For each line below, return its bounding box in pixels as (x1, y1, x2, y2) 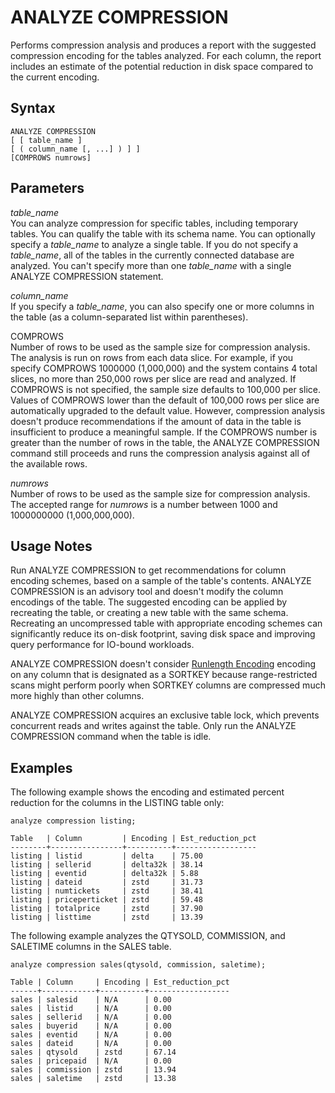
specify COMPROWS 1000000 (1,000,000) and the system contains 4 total (10, 362, 318, 374)
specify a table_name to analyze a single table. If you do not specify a (10, 238, 299, 250)
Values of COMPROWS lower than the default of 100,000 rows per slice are (10, 394, 320, 406)
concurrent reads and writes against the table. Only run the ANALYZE (10, 720, 297, 732)
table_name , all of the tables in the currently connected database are (10, 249, 295, 261)
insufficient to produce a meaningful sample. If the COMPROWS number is (10, 426, 318, 438)
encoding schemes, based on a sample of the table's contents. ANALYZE (10, 575, 312, 587)
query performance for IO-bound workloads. (10, 639, 195, 651)
